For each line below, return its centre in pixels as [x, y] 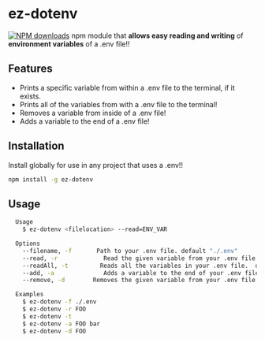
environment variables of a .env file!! [69, 43]
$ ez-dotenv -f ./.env [60, 302]
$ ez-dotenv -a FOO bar [62, 324]
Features [30, 69]
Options [28, 243]
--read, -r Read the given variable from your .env [130, 258]
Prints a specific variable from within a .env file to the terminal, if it [127, 87]
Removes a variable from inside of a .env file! [93, 113]
